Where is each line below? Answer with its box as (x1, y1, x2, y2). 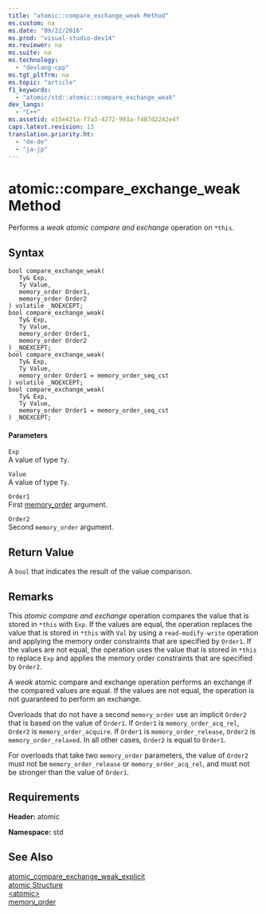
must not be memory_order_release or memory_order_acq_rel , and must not (8, 758, 250, 768)
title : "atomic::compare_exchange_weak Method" (8, 11, 170, 20)
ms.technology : (8, 57, 59, 65)
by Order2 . (8, 661, 42, 671)
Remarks (8, 589, 54, 603)
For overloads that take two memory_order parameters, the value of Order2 (8, 751, 248, 760)
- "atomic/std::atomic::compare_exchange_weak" (15, 93, 177, 101)
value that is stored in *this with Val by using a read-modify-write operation (8, 628, 259, 637)
